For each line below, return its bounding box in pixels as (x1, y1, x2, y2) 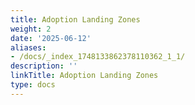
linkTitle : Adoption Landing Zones (10, 71, 159, 81)
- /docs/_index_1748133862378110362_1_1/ (10, 52, 186, 62)
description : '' (10, 61, 78, 71)
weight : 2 (10, 24, 52, 34)
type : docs (10, 80, 56, 90)
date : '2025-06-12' (10, 33, 92, 43)
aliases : (10, 42, 47, 53)
